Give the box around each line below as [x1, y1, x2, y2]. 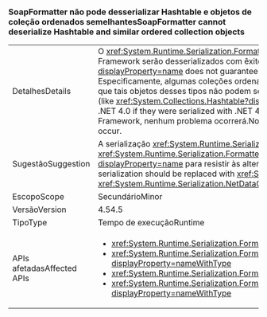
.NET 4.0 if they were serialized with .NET [98, 106, 253, 117]
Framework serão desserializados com [98, 56, 242, 67]
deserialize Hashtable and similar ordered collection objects [8, 26, 245, 37]
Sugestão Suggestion [12, 158, 91, 170]
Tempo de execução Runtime [98, 217, 205, 229]
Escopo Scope [12, 191, 65, 202]
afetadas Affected [12, 263, 77, 274]
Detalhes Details [12, 86, 72, 97]
